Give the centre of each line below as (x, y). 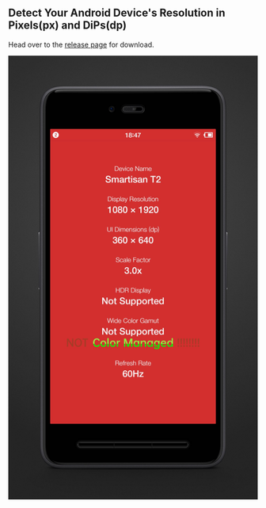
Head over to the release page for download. (81, 44)
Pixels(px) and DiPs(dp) (67, 26)
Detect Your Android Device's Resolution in (117, 13)
